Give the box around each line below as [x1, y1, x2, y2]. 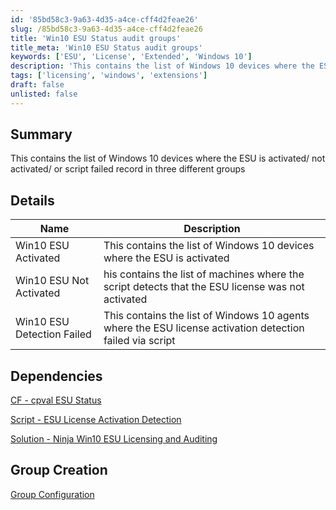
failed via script [103, 334, 176, 348]
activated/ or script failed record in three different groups [10, 163, 246, 175]
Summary [10, 126, 73, 143]
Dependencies [10, 367, 103, 385]
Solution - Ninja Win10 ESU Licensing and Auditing [10, 433, 218, 445]
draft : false [10, 80, 65, 90]
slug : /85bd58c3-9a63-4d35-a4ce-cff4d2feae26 [10, 24, 203, 34]
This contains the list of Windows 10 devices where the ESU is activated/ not [10, 152, 326, 165]
